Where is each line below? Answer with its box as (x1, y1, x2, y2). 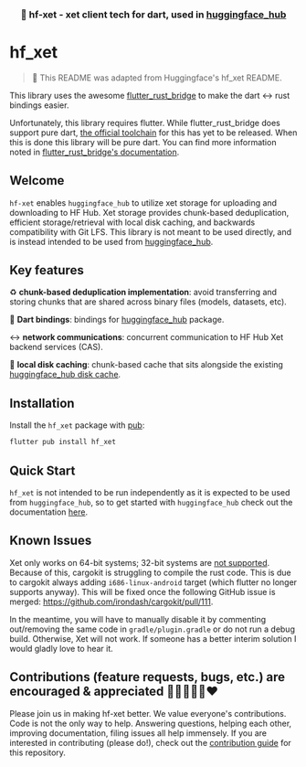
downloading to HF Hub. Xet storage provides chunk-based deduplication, (9, 207, 290, 218)
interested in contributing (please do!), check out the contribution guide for (9, 737, 292, 748)
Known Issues (9, 533, 92, 549)
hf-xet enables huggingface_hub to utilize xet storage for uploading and (9, 197, 277, 208)
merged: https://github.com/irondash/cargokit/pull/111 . (9, 596, 214, 607)
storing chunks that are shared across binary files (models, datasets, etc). (9, 296, 288, 307)
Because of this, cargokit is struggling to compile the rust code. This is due (9, 567, 291, 578)
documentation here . (9, 506, 89, 517)
